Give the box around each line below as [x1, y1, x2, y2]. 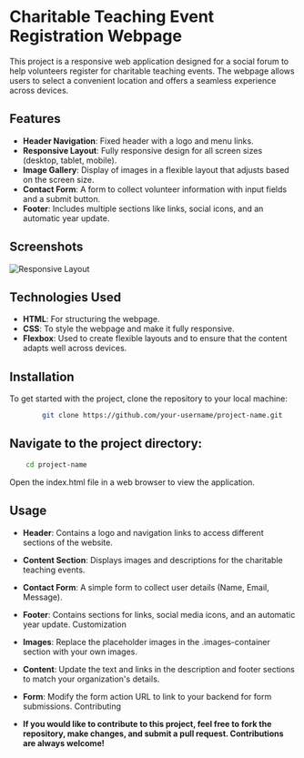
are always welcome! [22, 737, 105, 748]
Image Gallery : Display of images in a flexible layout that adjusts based [22, 164, 289, 175]
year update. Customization [22, 619, 127, 630]
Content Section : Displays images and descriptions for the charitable [22, 554, 284, 565]
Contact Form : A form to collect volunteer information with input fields [22, 184, 288, 195]
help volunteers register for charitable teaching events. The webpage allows [9, 66, 295, 76]
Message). [22, 591, 63, 602]
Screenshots [9, 239, 84, 255]
